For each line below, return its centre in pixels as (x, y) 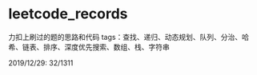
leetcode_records (68, 14)
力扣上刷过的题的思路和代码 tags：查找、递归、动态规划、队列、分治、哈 (129, 37)
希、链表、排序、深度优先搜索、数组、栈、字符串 (89, 47)
